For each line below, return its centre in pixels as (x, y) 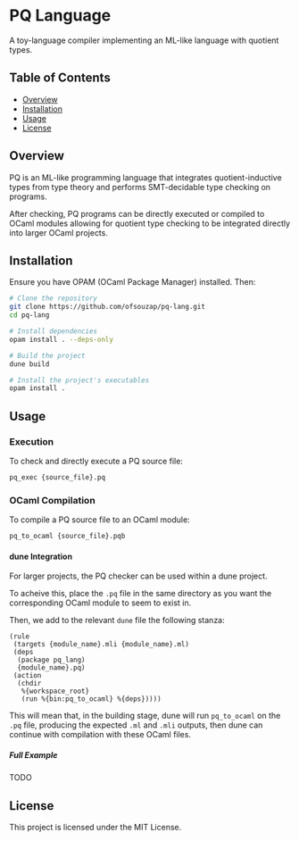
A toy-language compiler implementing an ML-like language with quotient (144, 40)
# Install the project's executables (79, 380)
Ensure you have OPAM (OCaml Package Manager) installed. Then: (133, 282)
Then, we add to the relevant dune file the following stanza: (117, 620)
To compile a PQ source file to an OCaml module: (100, 520)
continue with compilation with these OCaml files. (100, 735)
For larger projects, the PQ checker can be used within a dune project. (138, 576)
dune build (29, 364)
